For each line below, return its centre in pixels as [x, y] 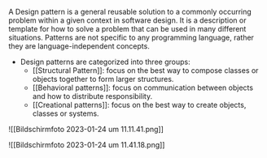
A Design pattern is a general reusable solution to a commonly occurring [130, 12]
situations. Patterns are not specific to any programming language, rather [131, 37]
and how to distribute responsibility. [92, 96]
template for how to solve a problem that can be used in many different [127, 29]
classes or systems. [66, 113]
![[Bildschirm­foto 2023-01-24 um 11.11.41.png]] [86, 129]
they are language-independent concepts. [79, 46]
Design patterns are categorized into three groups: [105, 62]
